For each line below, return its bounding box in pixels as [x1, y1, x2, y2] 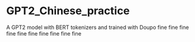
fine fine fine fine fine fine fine [6, 30, 82, 37]
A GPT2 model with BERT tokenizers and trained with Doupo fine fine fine [6, 24, 189, 31]
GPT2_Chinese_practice [6, 4, 130, 18]
